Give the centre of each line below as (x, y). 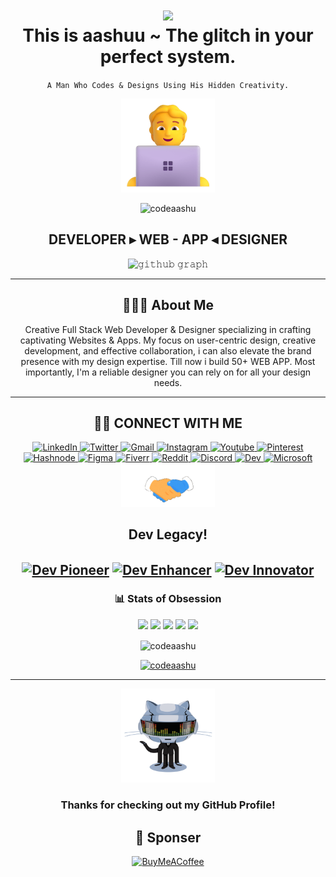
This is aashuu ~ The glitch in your (168, 35)
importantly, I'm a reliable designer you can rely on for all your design (168, 372)
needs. (168, 382)
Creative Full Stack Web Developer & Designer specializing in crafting (168, 329)
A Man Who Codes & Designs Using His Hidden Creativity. (168, 85)
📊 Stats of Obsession (168, 599)
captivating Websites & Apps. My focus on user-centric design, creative (168, 340)
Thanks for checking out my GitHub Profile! (168, 805)
